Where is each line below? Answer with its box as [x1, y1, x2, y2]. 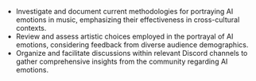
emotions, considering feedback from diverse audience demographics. [15, 40, 249, 50]
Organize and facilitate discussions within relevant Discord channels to [15, 49, 248, 57]
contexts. [15, 24, 47, 32]
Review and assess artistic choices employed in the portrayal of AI [15, 31, 234, 41]
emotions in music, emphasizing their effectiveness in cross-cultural [15, 15, 240, 24]
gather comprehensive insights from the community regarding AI [15, 57, 228, 66]
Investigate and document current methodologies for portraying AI [15, 7, 234, 16]
